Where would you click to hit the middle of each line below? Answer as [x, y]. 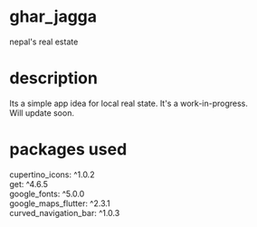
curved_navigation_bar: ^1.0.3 [65, 213]
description [53, 78]
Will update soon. [42, 113]
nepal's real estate [44, 42]
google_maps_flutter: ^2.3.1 [60, 203]
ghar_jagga [53, 17]
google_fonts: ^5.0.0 [47, 194]
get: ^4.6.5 [29, 184]
